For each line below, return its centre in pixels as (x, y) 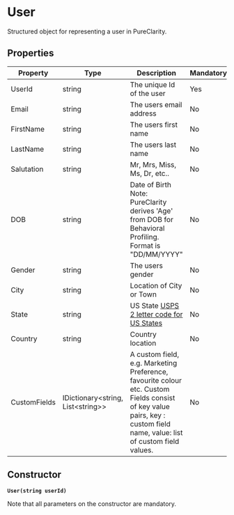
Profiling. (145, 237)
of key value (150, 406)
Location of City (156, 285)
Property (33, 72)
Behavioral (147, 228)
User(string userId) (37, 491)
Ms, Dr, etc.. (149, 173)
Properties (31, 53)
